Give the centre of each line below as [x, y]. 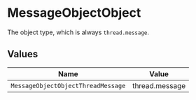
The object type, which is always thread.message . [78, 32]
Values [23, 54]
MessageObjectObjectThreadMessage [68, 86]
